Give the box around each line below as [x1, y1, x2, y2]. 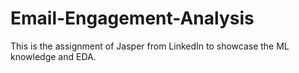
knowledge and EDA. [10, 50, 97, 62]
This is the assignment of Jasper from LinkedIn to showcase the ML [10, 40, 290, 52]
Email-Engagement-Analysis [10, 7, 255, 30]
